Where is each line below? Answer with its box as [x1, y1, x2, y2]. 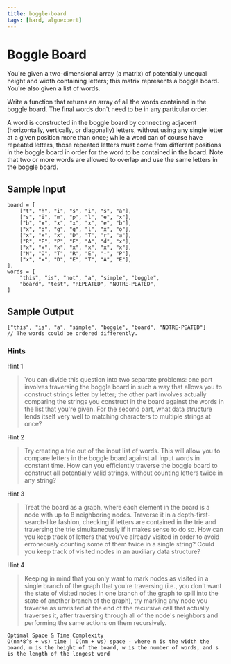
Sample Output [7, 305, 74, 317]
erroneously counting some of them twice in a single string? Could [24, 540, 215, 549]
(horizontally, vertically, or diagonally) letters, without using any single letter [7, 126, 223, 134]
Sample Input [7, 183, 66, 195]
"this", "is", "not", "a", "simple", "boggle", [19, 275, 160, 282]
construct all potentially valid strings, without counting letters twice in [24, 469, 223, 477]
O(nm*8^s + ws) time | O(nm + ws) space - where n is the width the [7, 638, 209, 645]
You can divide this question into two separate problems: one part [24, 375, 213, 384]
